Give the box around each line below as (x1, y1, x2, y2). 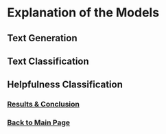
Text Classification (7, 55, 89, 67)
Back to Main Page (7, 118, 71, 128)
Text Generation (7, 32, 78, 44)
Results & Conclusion (7, 100, 80, 109)
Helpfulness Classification (7, 79, 123, 91)
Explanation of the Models (7, 5, 160, 21)
